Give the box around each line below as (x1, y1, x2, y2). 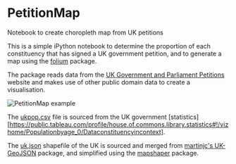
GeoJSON (7, 149, 37, 157)
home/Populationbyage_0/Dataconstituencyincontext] (7, 127, 164, 136)
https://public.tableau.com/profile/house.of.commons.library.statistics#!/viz (9, 120, 229, 128)
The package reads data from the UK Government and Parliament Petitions (7, 70, 225, 79)
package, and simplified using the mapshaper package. (37, 149, 199, 157)
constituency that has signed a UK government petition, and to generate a (7, 49, 222, 58)
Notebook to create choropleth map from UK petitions (7, 28, 164, 37)
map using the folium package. (7, 56, 97, 65)
